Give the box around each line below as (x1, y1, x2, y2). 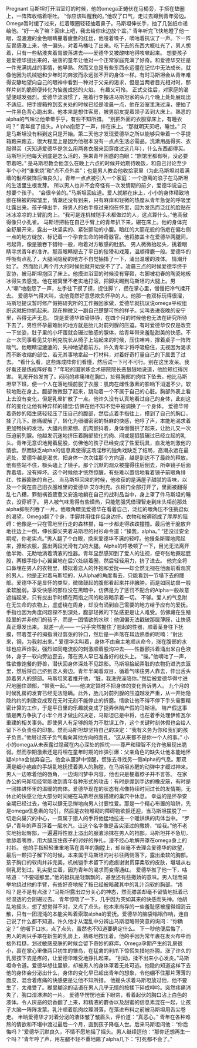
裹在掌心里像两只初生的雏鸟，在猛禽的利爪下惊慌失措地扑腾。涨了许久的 (16, 947, 191, 954)
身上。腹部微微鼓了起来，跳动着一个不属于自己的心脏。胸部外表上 (26, 388, 186, 394)
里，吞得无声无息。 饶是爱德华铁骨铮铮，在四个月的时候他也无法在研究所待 (6, 314, 188, 321)
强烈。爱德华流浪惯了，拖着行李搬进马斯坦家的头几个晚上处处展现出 (26, 94, 191, 100)
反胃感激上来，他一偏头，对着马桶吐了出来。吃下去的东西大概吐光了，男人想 (6, 42, 191, 49)
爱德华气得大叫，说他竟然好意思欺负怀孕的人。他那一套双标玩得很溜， (17, 292, 188, 299)
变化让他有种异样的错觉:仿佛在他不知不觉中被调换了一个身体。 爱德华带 (16, 403, 189, 409)
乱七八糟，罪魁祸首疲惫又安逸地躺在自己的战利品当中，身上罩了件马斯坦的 (6, 491, 186, 498)
